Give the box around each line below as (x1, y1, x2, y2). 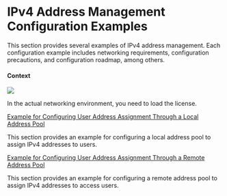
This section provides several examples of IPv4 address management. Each (7, 41, 221, 49)
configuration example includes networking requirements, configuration (7, 48, 210, 57)
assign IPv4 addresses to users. (7, 141, 98, 149)
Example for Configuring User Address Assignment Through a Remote (7, 154, 205, 162)
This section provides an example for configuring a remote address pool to (7, 174, 217, 182)
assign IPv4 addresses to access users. (7, 182, 119, 190)
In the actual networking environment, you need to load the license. (7, 100, 197, 108)
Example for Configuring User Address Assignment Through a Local (7, 113, 199, 121)
